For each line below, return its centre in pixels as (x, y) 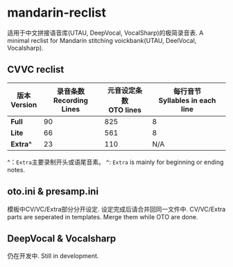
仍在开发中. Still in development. (53, 256)
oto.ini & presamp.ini (53, 192)
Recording (71, 100)
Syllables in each (187, 100)
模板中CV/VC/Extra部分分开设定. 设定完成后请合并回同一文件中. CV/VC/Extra (116, 209)
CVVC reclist (36, 70)
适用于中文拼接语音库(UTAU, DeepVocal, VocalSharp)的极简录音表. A (105, 33)
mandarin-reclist (57, 13)
